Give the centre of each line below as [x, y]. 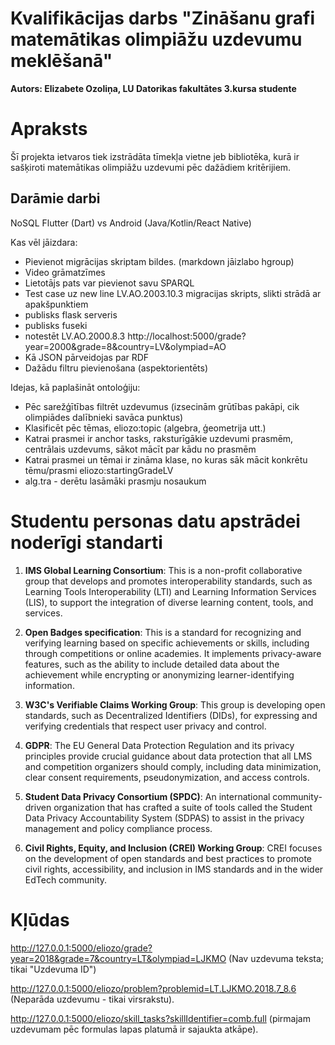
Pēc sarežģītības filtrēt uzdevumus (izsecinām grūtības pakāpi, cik [162, 406]
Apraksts [49, 129]
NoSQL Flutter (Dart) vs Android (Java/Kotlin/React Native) [131, 223]
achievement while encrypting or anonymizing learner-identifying [159, 674]
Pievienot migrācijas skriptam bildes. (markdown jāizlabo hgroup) [159, 261]
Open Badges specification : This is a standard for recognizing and [163, 632]
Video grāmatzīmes [65, 272]
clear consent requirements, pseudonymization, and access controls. [167, 777]
